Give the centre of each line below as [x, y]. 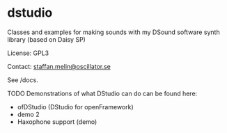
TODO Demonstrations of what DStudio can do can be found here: [102, 93]
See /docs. [23, 80]
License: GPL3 [28, 53]
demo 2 [28, 114]
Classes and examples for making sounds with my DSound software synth [114, 32]
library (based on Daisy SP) [46, 39]
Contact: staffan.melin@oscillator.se [59, 66]
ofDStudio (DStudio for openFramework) [75, 107]
